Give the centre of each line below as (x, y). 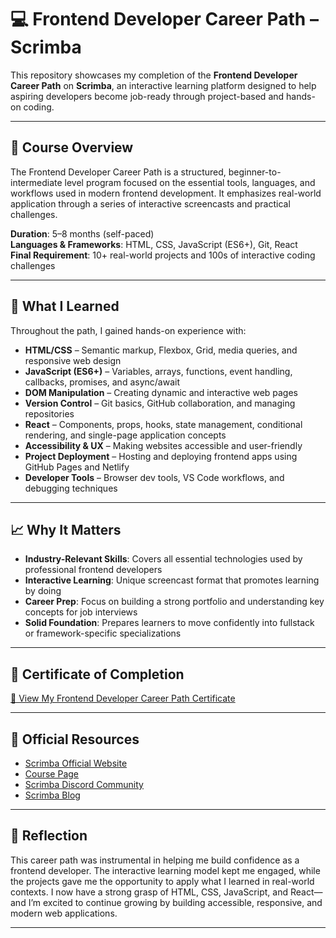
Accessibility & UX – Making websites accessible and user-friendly (163, 445)
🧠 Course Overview (72, 147)
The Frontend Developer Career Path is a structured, (118, 172)
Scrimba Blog (52, 795)
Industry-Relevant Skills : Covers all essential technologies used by (163, 559)
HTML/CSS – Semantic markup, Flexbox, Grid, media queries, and (161, 350)
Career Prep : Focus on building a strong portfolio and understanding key (174, 602)
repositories (49, 413)
